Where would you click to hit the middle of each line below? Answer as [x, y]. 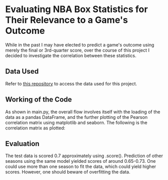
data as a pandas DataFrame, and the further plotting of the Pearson [76, 117]
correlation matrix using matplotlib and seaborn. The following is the [76, 122]
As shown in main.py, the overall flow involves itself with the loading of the [83, 112]
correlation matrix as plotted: [35, 128]
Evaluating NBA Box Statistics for [77, 9]
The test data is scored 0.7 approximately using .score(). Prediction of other [84, 156]
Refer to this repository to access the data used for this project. [71, 83]
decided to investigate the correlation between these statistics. [71, 55]
